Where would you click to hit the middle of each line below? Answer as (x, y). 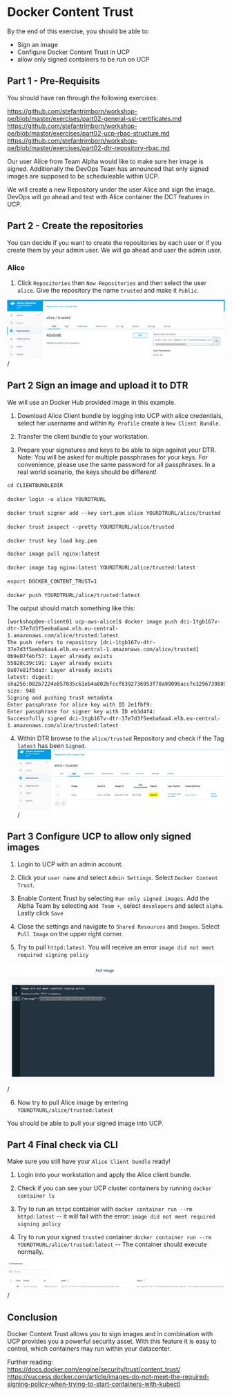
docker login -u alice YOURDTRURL (57, 499)
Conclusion (32, 1317)
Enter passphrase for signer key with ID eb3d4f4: (81, 711)
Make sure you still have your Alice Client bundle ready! (89, 1161)
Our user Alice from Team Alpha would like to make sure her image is (105, 161)
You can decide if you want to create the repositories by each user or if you (115, 242)
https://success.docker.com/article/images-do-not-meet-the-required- (108, 1377)
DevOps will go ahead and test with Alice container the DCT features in (108, 197)
